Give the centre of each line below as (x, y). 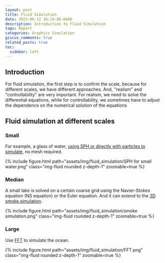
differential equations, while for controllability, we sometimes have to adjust (82, 100)
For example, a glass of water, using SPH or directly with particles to (75, 146)
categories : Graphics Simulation (40, 33)
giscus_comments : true (29, 38)
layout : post (19, 10)
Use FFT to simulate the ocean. (37, 240)
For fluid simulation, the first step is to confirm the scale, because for (76, 84)
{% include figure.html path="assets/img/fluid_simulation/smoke (71, 211)
